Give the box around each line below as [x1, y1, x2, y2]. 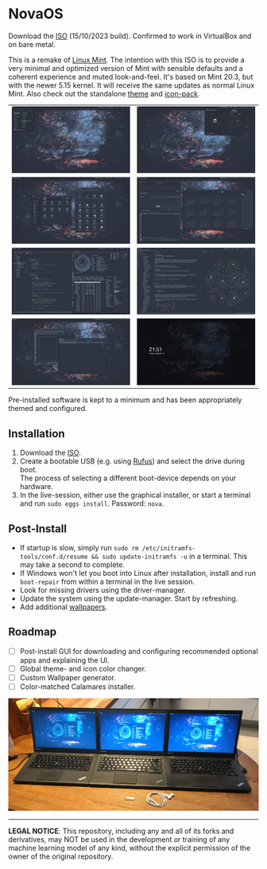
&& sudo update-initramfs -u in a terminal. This [91, 551, 248, 562]
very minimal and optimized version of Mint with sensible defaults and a [8, 63, 244, 72]
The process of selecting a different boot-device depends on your [19, 473, 237, 483]
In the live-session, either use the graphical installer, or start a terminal [19, 491, 251, 500]
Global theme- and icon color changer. [19, 663, 147, 673]
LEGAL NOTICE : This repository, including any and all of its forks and [8, 826, 234, 836]
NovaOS [8, 5, 64, 23]
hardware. [19, 482, 54, 491]
